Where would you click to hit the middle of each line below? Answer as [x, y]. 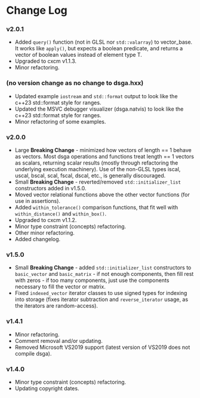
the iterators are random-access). [56, 306]
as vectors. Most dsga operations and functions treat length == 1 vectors [104, 157]
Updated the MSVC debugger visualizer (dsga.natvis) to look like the [99, 109]
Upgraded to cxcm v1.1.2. [46, 220]
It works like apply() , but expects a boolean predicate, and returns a [99, 48]
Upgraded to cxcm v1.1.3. [45, 61]
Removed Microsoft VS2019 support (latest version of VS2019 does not [102, 347]
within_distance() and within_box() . [61, 214]
